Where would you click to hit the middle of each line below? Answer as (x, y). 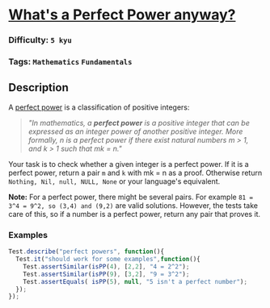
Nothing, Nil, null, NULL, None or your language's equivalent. (114, 181)
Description (38, 87)
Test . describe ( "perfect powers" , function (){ (86, 252)
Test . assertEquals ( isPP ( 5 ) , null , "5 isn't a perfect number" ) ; (135, 281)
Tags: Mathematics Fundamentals (70, 62)
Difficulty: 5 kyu (40, 40)
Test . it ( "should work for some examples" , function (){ (108, 260)
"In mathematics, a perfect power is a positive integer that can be (139, 123)
